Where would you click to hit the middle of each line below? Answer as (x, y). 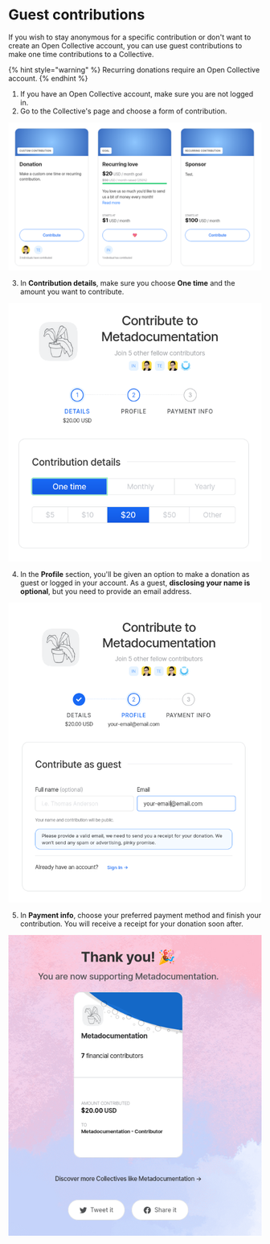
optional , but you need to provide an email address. (106, 591)
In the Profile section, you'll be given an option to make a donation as (135, 574)
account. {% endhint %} (48, 78)
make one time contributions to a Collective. (81, 54)
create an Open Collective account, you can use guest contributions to (125, 45)
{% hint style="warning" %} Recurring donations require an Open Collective (134, 69)
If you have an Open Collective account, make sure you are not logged (137, 93)
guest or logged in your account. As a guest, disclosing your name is (135, 583)
